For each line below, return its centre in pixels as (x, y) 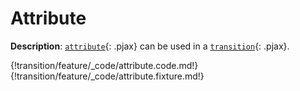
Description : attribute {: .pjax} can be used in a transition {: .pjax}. (150, 46)
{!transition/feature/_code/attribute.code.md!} (104, 65)
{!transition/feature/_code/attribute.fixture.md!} (107, 76)
